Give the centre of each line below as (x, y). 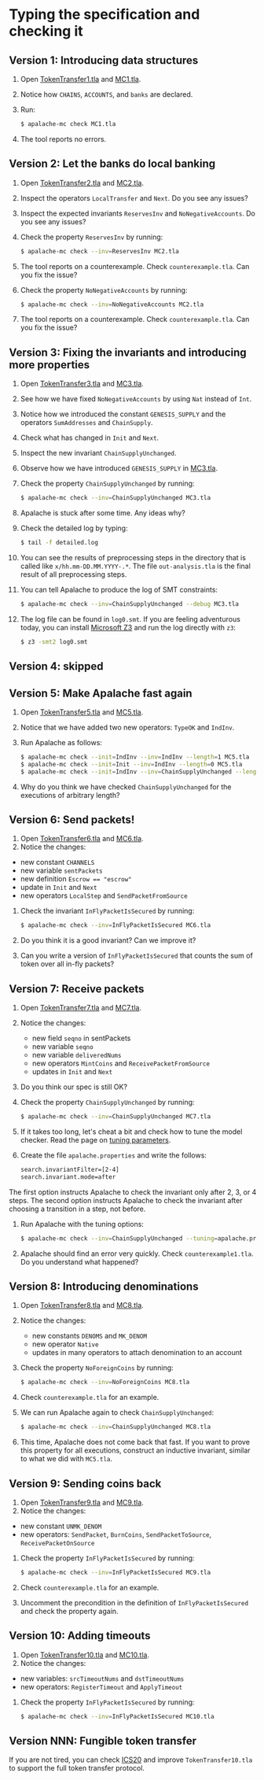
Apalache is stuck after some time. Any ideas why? (103, 513)
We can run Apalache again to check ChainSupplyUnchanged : (117, 1413)
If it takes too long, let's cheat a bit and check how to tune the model (131, 1132)
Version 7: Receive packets (77, 989)
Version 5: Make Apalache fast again (101, 693)
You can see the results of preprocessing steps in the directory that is (133, 558)
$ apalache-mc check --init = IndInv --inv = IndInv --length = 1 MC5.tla (135, 757)
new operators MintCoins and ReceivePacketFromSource (121, 1063)
